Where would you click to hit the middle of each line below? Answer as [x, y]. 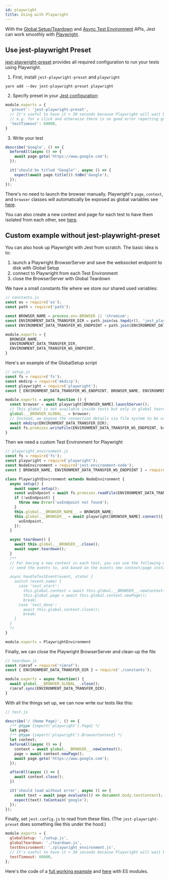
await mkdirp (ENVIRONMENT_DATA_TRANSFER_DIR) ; [59, 423]
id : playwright [21, 10]
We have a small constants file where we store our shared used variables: [81, 288]
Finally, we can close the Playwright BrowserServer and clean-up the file [80, 651]
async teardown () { [30, 540]
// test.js [17, 712]
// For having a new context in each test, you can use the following [85, 563]
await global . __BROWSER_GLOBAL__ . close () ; [55, 684]
